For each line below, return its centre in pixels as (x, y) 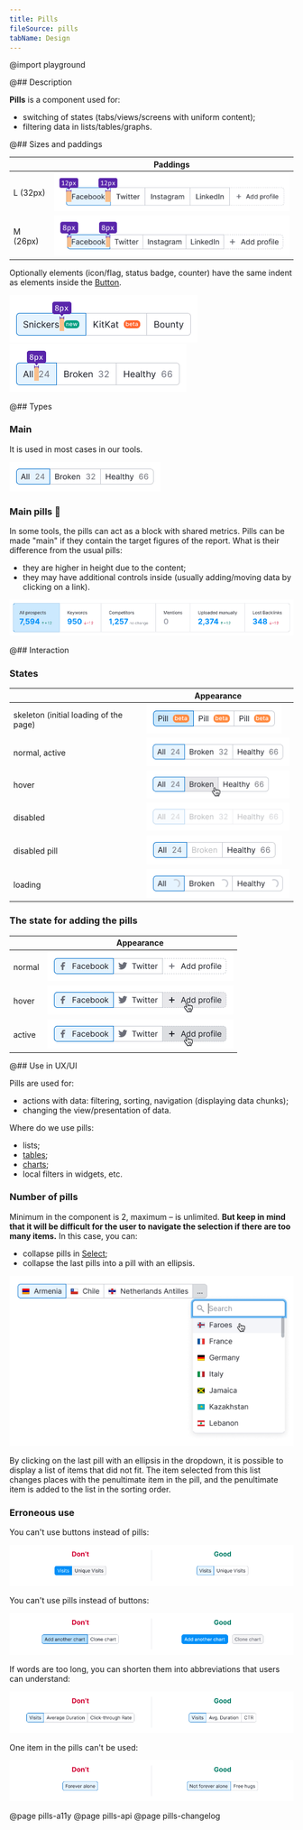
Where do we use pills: (52, 1127)
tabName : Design (40, 38)
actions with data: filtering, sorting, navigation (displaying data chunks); (155, 1100)
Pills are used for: (42, 1083)
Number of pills (44, 1197)
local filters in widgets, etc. (73, 1174)
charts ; (36, 1164)
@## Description (41, 82)
